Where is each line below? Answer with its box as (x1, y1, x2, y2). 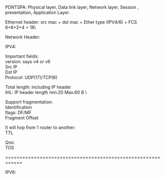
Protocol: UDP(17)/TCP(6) (5, 75, 57, 80)
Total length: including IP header (5, 84, 71, 90)
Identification (5, 104, 32, 110)
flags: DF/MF (5, 109, 32, 115)
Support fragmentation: (5, 99, 53, 105)
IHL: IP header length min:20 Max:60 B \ (5, 89, 87, 95)
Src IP (5, 64, 17, 70)
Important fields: (5, 53, 39, 59)
